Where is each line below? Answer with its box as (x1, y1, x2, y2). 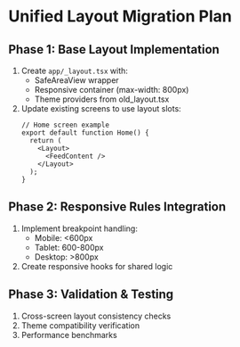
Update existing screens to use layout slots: (20, 103, 181, 113)
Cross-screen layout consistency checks (20, 310, 172, 321)
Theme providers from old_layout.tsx (34, 94, 170, 104)
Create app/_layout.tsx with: (20, 65, 128, 76)
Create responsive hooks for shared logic (20, 260, 173, 271)
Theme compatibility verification (20, 319, 140, 331)
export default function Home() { (20, 128, 149, 137)
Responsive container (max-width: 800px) (34, 85, 189, 95)
